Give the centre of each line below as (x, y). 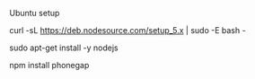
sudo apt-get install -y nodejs (64, 48)
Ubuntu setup (35, 13)
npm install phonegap (49, 65)
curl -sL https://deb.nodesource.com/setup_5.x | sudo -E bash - (127, 30)
